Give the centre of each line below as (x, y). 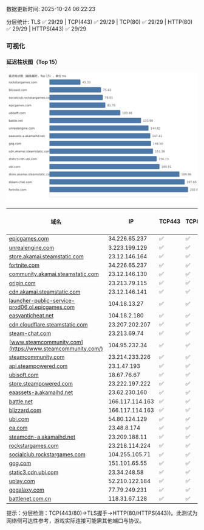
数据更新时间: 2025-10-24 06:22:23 (51, 9)
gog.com (20, 463)
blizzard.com (25, 410)
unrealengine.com (32, 247)
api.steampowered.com (38, 366)
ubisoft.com (24, 375)
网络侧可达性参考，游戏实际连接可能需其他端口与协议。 (75, 521)
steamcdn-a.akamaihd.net (42, 437)
